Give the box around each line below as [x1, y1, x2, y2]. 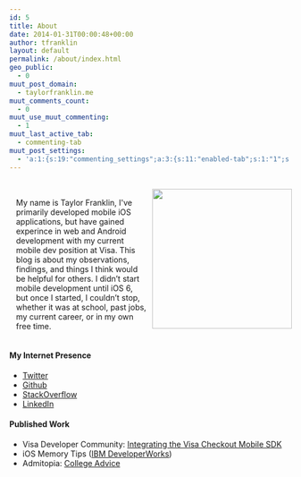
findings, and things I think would [16, 263, 138, 274]
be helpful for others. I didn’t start [16, 273, 140, 284]
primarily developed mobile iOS [16, 207, 131, 217]
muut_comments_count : [9, 96, 90, 106]
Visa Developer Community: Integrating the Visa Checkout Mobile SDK [21, 439, 282, 449]
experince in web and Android [16, 226, 127, 236]
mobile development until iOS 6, [16, 283, 134, 294]
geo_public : [9, 64, 54, 72]
